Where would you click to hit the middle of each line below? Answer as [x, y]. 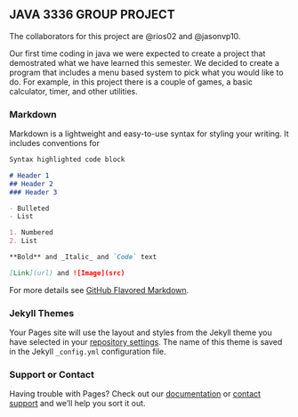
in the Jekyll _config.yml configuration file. [88, 352]
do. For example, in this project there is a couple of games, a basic [131, 82]
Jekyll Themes [42, 313]
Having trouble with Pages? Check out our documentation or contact [135, 394]
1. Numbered [31, 233]
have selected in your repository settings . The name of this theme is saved [146, 342]
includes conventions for [55, 143]
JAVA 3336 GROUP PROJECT [92, 15]
